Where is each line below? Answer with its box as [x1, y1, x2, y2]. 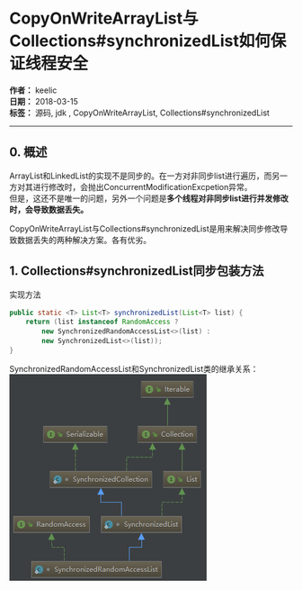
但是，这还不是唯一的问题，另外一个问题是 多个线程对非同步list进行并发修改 [9, 193, 289, 204]
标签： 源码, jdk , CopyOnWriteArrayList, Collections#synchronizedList [9, 107, 270, 118]
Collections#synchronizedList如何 [9, 31, 271, 51]
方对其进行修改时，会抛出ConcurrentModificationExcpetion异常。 [9, 181, 253, 192]
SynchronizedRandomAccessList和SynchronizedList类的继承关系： [9, 363, 259, 374]
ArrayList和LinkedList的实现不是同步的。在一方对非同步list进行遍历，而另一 [9, 170, 288, 181]
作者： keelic [9, 85, 58, 95]
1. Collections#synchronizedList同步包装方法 [9, 263, 264, 279]
